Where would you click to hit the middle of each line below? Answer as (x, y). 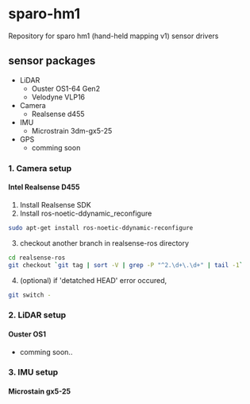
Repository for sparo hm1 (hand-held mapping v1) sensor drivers (113, 36)
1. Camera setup (40, 168)
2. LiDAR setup (37, 315)
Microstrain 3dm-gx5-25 (72, 130)
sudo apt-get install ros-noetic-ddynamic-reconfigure (101, 227)
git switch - (30, 295)
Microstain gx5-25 (40, 391)
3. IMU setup (33, 372)
